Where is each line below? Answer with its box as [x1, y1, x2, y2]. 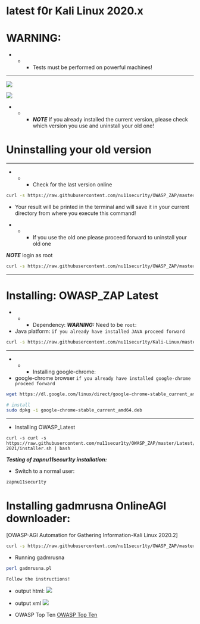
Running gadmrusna [14, 554, 65, 561]
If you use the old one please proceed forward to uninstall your [32, 233, 187, 241]
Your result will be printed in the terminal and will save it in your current [14, 203, 189, 210]
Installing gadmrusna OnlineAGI [6, 499, 167, 513]
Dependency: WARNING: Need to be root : [32, 321, 137, 328]
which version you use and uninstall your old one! [32, 122, 155, 129]
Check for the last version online [32, 181, 112, 188]
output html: [14, 587, 45, 594]
